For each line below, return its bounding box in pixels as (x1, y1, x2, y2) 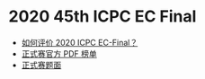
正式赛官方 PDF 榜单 (21, 48, 97, 59)
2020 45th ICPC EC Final (8, 6, 197, 27)
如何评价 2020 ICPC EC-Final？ (21, 37, 138, 48)
